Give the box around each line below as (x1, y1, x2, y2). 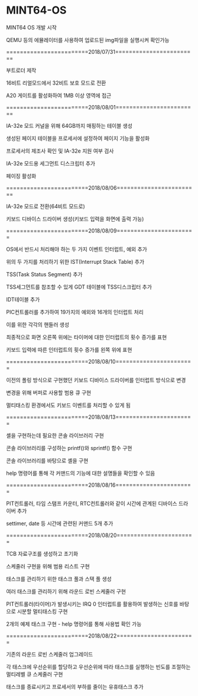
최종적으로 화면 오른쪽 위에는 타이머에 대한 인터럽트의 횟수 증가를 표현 (6, 334, 167, 341)
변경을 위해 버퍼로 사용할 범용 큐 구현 (6, 389, 92, 396)
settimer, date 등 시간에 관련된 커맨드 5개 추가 (6, 520, 113, 527)
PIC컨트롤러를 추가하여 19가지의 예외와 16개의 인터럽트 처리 (6, 308, 144, 315)
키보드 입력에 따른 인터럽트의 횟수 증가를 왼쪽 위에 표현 (6, 346, 132, 353)
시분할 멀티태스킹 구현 (17, 607, 68, 615)
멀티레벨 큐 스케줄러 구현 (6, 671, 63, 678)
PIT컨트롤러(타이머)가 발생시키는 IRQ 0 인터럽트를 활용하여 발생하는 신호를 (6, 600, 178, 607)
